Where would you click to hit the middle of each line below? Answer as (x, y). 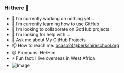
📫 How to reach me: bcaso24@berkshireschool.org (65, 45)
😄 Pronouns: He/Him (34, 53)
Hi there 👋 (17, 8)
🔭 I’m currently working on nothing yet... (53, 19)
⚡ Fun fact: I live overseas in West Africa (53, 58)
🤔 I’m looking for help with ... (41, 35)
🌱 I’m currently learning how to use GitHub (55, 24)
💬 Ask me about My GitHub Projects (49, 40)
